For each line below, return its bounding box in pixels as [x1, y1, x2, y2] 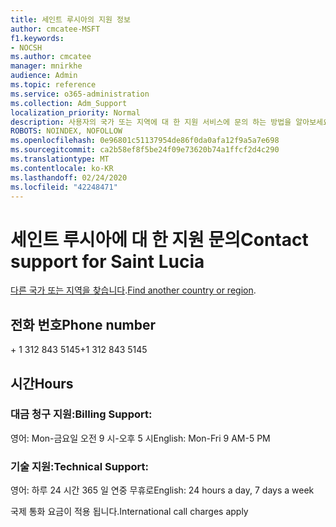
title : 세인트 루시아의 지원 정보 [10, 14, 131, 25]
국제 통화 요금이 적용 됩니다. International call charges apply [10, 506, 249, 518]
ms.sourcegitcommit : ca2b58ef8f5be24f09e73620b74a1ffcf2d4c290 [10, 145, 280, 155]
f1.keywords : [10, 33, 65, 43]
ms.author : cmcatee [10, 52, 92, 62]
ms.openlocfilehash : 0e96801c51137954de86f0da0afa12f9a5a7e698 [10, 136, 280, 146]
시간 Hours [10, 375, 74, 392]
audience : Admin [10, 71, 78, 81]
